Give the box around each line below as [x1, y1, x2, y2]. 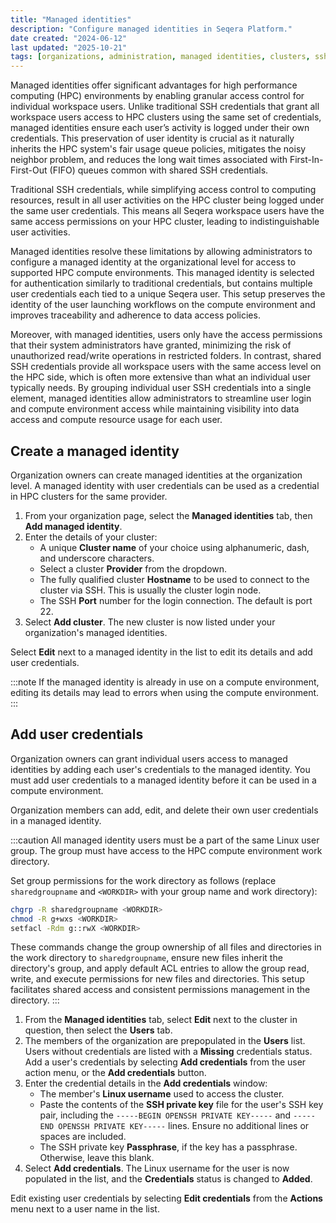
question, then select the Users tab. [24, 1024, 173, 1036]
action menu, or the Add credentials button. [24, 1067, 207, 1079]
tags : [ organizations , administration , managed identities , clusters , [10, 52, 311, 62]
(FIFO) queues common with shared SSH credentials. [49, 164, 269, 176]
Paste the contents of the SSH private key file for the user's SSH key [39, 1099, 324, 1111]
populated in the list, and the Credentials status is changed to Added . [24, 1173, 313, 1185]
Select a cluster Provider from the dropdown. [39, 562, 228, 575]
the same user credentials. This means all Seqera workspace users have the [10, 205, 325, 217]
